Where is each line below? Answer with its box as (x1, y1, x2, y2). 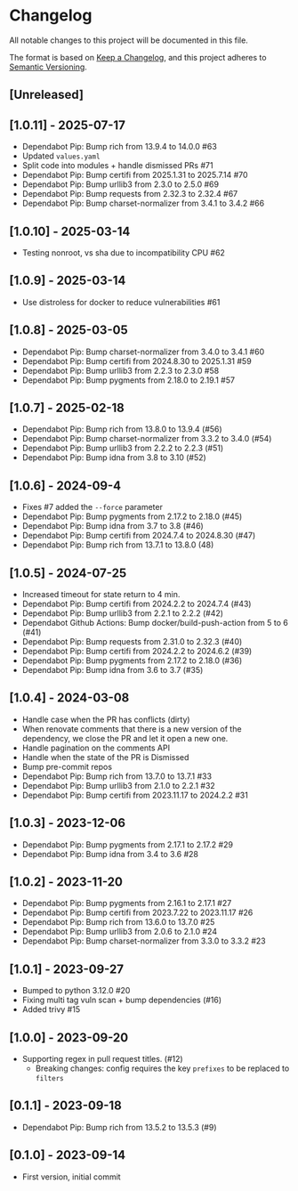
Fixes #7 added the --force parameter (21, 502, 163, 513)
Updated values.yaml (21, 150, 101, 161)
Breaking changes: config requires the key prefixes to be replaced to (35, 1063, 290, 1074)
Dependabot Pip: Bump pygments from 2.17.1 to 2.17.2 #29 (21, 839, 234, 850)
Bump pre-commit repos (21, 761, 113, 772)
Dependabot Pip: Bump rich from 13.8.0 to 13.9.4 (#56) (21, 424, 222, 434)
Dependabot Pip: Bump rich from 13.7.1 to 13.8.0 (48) (21, 539, 214, 550)
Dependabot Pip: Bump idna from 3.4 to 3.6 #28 (21, 848, 198, 859)
